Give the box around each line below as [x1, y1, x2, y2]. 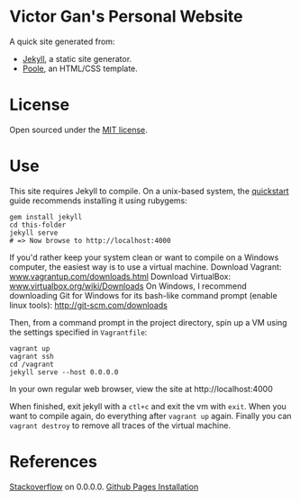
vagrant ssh [9, 352, 54, 361]
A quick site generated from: [9, 36, 115, 47]
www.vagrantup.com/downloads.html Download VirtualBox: [9, 271, 232, 282]
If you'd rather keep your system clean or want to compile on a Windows [9, 252, 279, 263]
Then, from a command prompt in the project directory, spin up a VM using [9, 317, 287, 327]
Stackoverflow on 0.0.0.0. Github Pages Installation [9, 481, 199, 492]
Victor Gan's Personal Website [9, 6, 243, 27]
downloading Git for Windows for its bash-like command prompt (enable [9, 290, 277, 300]
